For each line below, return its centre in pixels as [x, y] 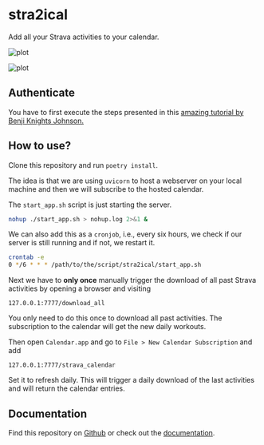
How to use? [40, 146]
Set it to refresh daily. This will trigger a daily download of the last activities [132, 380]
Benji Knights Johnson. [46, 121]
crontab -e [26, 257]
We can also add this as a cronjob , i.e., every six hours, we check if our [125, 234]
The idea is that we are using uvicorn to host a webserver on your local [125, 181]
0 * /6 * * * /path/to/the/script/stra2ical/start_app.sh [105, 265]
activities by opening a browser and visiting [80, 288]
